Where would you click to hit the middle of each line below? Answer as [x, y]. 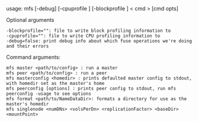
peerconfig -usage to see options [49, 94]
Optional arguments [30, 20]
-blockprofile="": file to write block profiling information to [88, 31]
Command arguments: [33, 57]
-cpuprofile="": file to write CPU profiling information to [83, 36]
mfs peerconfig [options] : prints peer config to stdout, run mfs [91, 88]
